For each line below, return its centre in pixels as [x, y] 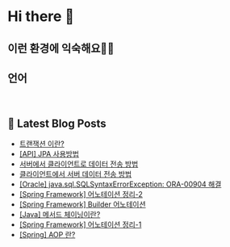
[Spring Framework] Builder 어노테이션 [82, 204]
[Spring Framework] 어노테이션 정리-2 [81, 195]
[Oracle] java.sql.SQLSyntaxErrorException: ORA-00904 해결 [120, 184]
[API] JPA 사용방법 [49, 154]
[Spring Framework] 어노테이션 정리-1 [80, 224]
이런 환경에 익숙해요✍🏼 [61, 48]
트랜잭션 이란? [42, 144]
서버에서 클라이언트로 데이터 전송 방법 [79, 164]
